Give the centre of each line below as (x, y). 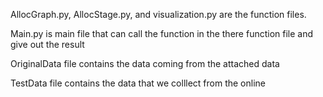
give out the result (47, 44)
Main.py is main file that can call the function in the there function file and (162, 33)
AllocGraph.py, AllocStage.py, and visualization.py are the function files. (158, 14)
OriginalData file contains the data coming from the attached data (145, 63)
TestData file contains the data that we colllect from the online (138, 83)
